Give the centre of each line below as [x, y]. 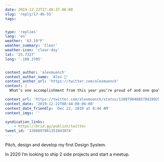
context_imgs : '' [23, 113]
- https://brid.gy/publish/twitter [50, 126]
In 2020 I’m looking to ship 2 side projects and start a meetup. [68, 154]
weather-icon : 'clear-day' [32, 50]
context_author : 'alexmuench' [36, 72]
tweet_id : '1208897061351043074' [39, 131]
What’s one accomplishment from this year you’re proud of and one [80, 91]
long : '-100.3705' [24, 59]
